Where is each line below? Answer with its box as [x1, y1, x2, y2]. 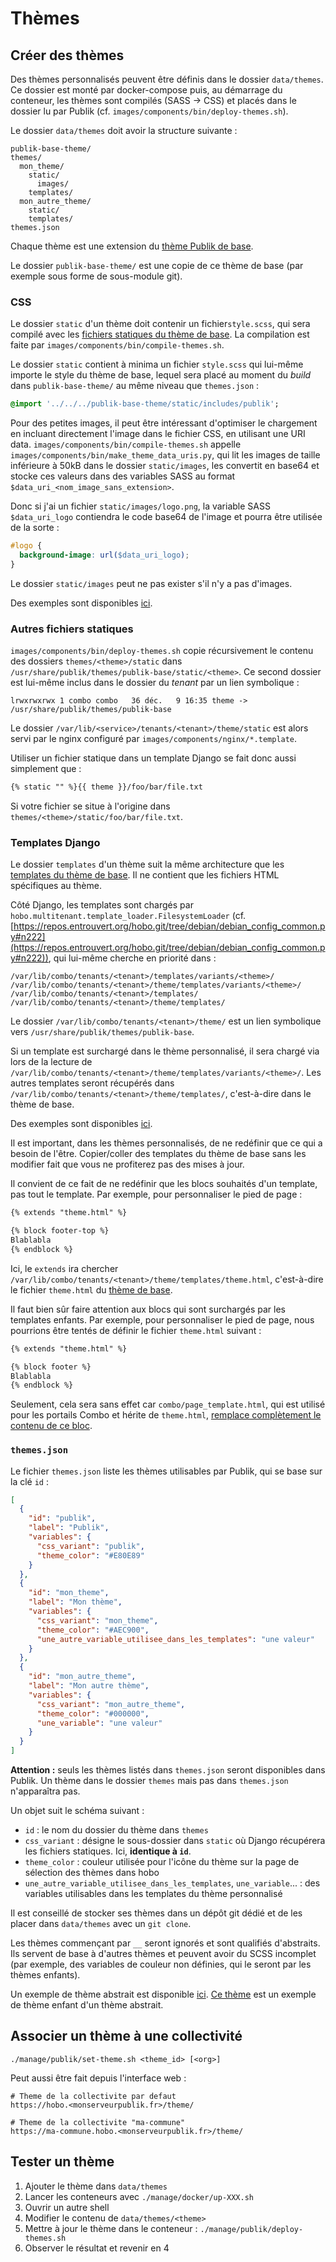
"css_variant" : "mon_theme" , [36, 1615, 159, 1626]
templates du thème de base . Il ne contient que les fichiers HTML [10, 869, 280, 881]
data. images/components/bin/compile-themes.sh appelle [10, 438, 242, 451]
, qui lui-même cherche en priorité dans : [48, 952, 217, 964]
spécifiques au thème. [10, 880, 102, 892]
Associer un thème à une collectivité [10, 2028, 243, 2045]
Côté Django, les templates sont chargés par [10, 899, 194, 911]
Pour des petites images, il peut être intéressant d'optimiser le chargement [10, 417, 318, 429]
